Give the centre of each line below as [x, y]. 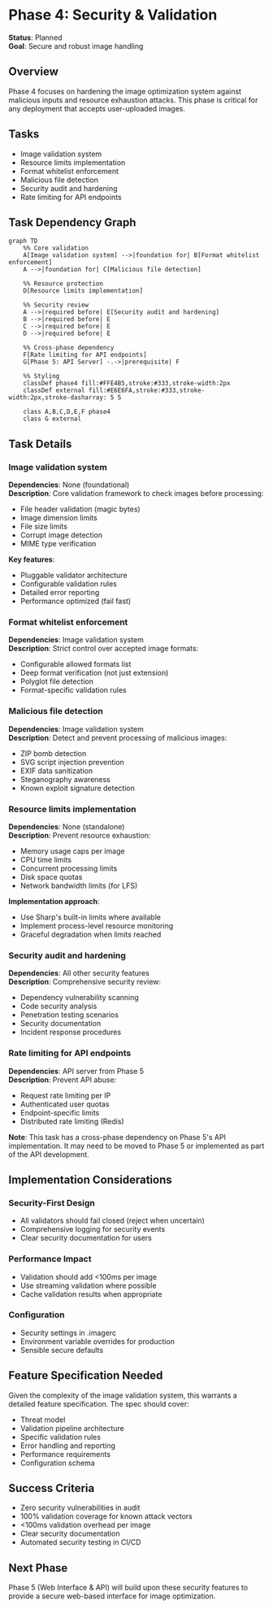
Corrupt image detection [61, 535]
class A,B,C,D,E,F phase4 [67, 412]
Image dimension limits [58, 518]
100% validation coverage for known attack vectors [106, 1516]
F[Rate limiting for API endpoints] [85, 355]
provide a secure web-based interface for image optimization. [112, 1596]
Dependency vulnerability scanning [80, 998]
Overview [34, 72]
